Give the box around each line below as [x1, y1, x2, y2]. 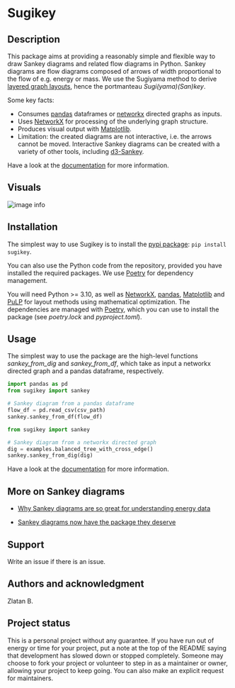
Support [7, 538, 45, 550]
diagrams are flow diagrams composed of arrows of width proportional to [7, 67, 222, 75]
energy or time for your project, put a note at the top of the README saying [7, 643, 227, 652]
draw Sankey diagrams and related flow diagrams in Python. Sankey [7, 60, 207, 68]
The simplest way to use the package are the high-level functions [7, 352, 198, 360]
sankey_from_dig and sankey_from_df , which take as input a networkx [7, 360, 211, 368]
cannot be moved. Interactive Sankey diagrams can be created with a [17, 140, 221, 148]
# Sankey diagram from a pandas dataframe [7, 400, 134, 407]
